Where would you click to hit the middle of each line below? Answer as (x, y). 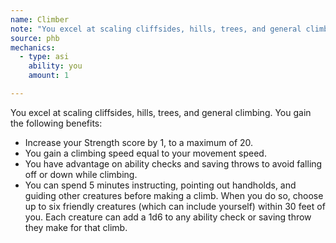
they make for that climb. (76, 227)
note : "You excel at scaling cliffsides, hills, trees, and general (156, 29)
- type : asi (44, 57)
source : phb (35, 38)
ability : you (55, 66)
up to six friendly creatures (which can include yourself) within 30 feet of (175, 206)
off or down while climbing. (81, 174)
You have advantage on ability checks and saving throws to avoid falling (173, 163)
